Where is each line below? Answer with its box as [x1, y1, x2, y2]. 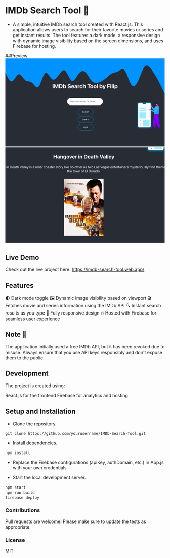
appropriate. [5, 524, 31, 530]
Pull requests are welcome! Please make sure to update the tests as [5, 518, 146, 525]
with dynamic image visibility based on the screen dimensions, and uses [12, 38, 163, 44]
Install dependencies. [12, 440, 58, 446]
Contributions [5, 507, 40, 514]
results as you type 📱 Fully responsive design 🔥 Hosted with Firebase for [5, 309, 157, 316]
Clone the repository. [12, 421, 57, 427]
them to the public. [5, 355, 45, 361]
